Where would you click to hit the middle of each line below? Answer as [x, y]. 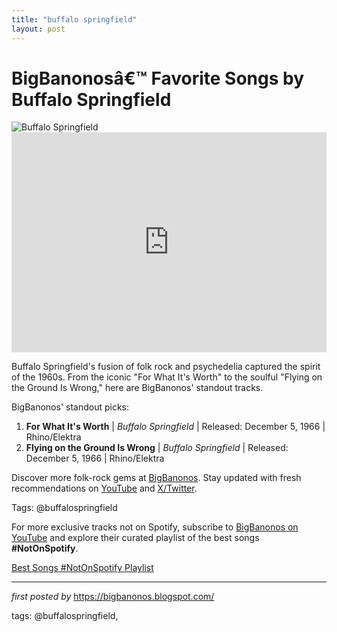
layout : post [38, 29]
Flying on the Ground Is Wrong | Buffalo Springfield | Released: [157, 448]
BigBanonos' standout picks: [70, 407]
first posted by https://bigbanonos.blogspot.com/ [113, 597]
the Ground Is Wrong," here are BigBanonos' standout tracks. [137, 388]
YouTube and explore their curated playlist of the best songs [135, 538]
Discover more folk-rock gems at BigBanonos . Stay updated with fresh [156, 478]
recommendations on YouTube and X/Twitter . [104, 488]
